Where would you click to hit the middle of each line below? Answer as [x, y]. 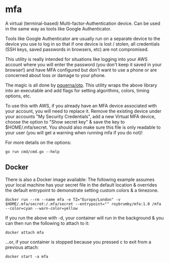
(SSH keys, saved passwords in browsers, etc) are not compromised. [77, 49]
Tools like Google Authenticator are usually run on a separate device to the [83, 39]
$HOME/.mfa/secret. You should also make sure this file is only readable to [83, 127]
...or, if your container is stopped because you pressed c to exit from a [78, 242]
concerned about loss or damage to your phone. [55, 75]
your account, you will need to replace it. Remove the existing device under [83, 111]
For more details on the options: [38, 142]
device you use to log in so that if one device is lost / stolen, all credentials [82, 44]
